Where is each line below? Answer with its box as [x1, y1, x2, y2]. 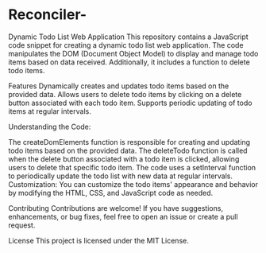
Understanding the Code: [8, 122, 91, 131]
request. [8, 220, 36, 230]
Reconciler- [8, 6, 87, 24]
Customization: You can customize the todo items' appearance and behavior [8, 179, 259, 189]
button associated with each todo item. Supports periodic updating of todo [8, 98, 253, 107]
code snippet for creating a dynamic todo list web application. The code [8, 40, 244, 49]
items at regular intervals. [8, 106, 91, 116]
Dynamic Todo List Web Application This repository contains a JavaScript [8, 32, 249, 41]
